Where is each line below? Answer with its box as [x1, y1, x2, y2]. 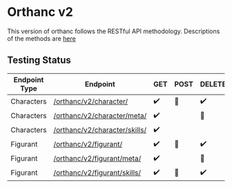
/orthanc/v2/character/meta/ [53, 111, 147, 121]
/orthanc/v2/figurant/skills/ [53, 168, 142, 178]
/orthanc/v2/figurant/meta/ [53, 153, 142, 163]
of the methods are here [7, 34, 76, 42]
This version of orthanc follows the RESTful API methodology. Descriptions [7, 27, 220, 35]
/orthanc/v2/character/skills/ [53, 125, 147, 135]
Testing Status [7, 55, 71, 66]
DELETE [200, 79, 226, 88]
